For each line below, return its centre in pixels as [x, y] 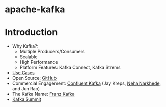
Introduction [31, 32]
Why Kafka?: [25, 46]
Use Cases [23, 73]
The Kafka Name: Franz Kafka [43, 94]
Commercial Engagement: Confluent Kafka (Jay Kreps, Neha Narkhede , [87, 83]
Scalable [29, 57]
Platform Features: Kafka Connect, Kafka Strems [70, 68]
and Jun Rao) [26, 89]
